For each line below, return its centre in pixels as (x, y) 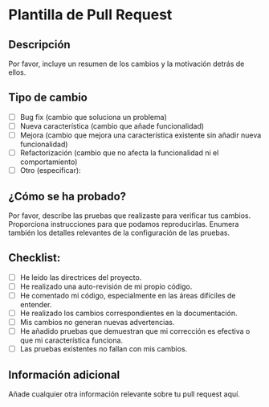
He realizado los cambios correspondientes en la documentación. (128, 313)
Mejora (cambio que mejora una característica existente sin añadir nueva (141, 135)
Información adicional (64, 374)
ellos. (17, 72)
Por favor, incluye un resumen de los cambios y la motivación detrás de (126, 64)
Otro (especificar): (51, 171)
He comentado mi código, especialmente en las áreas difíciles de (128, 295)
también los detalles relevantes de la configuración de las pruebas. (119, 232)
